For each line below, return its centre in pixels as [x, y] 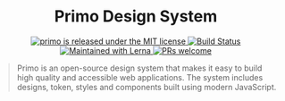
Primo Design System [136, 17]
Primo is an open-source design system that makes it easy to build [139, 68]
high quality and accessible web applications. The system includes [140, 77]
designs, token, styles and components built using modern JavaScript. [147, 87]
